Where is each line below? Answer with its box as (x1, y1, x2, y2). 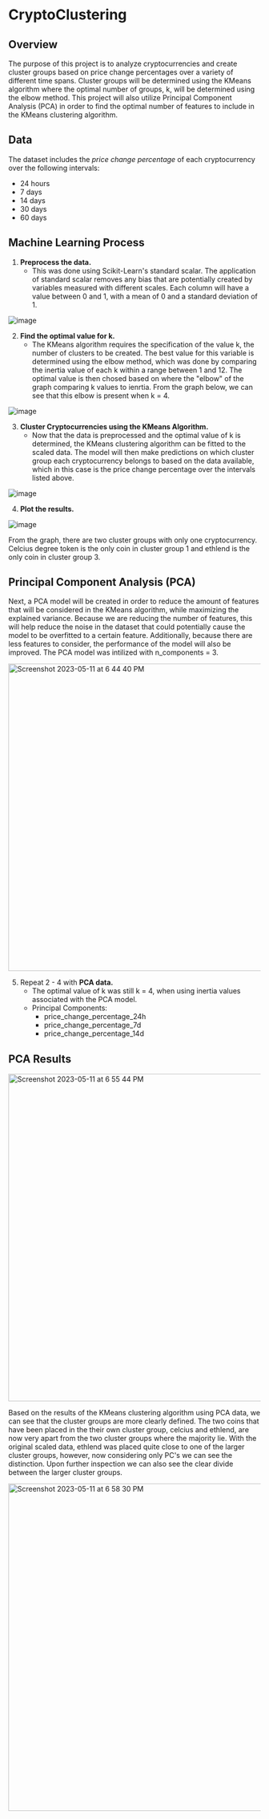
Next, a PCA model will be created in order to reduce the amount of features (8, 596, 259, 607)
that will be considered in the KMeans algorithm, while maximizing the (8, 605, 239, 615)
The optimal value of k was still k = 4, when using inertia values (31, 986, 241, 996)
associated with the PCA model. (31, 995, 138, 1005)
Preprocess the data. (19, 257, 92, 266)
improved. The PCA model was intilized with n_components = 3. (8, 648, 219, 657)
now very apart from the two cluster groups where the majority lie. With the (8, 1434, 257, 1443)
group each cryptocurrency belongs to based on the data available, (31, 456, 255, 465)
